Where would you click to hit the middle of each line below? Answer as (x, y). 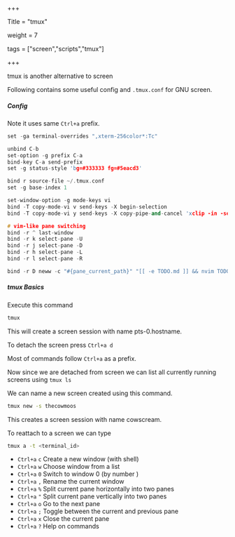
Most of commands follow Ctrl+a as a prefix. (72, 358)
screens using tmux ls (40, 379)
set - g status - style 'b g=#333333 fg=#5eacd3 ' (74, 168)
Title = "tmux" (27, 21)
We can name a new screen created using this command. (90, 393)
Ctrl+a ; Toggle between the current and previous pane (98, 511)
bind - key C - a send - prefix (45, 162)
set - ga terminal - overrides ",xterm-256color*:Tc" (83, 136)
